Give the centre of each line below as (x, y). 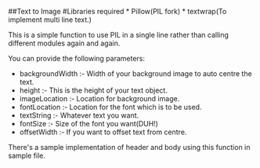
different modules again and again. (64, 43)
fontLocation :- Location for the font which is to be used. (110, 107)
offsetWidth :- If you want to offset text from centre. (103, 132)
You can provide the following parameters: (77, 58)
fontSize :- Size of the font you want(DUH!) (89, 124)
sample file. (27, 155)
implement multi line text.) (50, 20)
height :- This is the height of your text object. (94, 90)
